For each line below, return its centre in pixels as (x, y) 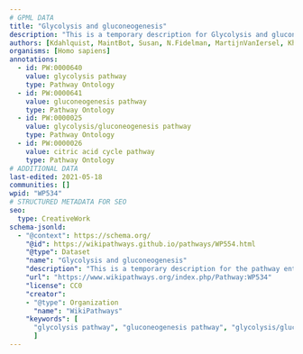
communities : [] (40, 186)
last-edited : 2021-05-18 (56, 177)
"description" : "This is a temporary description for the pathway (153, 269)
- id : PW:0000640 (50, 68)
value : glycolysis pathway (76, 77)
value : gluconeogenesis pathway (86, 101)
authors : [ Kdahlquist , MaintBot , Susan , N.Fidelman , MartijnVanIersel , (147, 43)
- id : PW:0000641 (50, 93)
